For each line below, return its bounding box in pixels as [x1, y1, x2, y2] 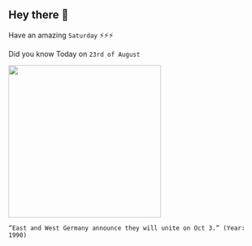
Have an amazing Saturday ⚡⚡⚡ [8, 30, 114, 40]
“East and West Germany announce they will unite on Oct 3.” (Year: [8, 224, 245, 232]
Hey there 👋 [8, 8, 69, 22]
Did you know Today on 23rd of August [8, 49, 141, 58]
